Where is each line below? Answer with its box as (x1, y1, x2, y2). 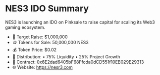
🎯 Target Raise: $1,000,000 (12, 34, 68, 40)
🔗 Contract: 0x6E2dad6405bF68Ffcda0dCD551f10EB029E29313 (12, 59, 144, 65)
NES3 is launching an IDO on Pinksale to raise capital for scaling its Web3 (5, 19, 155, 25)
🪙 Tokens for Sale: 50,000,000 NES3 (12, 39, 89, 45)
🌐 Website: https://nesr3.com (12, 64, 73, 70)
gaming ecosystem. (5, 24, 46, 30)
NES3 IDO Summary (5, 3, 89, 14)
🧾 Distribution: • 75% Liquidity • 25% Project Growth (12, 53, 120, 59)
